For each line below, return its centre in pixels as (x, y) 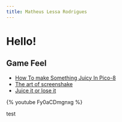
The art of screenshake (44, 84)
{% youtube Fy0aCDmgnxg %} (44, 102)
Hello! (21, 41)
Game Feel (26, 63)
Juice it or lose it (35, 90)
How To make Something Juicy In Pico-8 (65, 78)
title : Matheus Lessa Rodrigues (47, 12)
